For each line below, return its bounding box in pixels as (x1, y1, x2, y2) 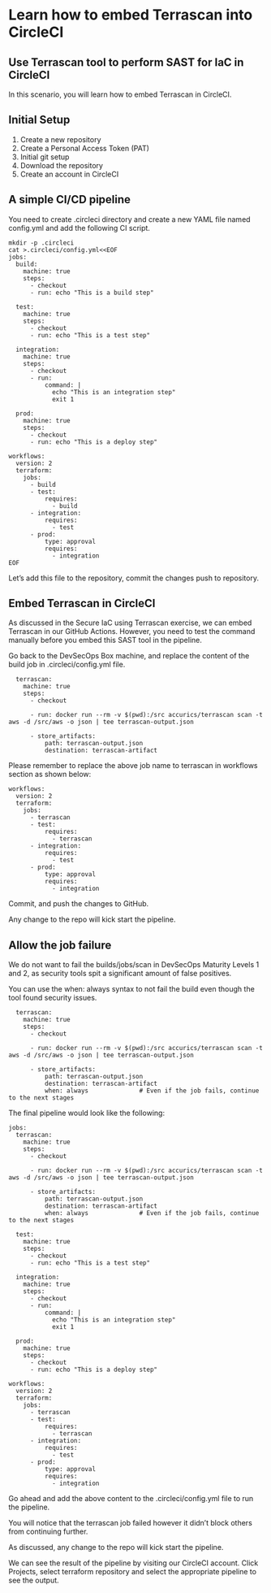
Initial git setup (19, 152, 70, 162)
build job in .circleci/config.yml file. (8, 660, 126, 670)
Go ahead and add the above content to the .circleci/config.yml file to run (8, 1494, 254, 1504)
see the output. (8, 1575, 59, 1586)
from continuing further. (8, 1526, 88, 1537)
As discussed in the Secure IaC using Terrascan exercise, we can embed (8, 618, 252, 627)
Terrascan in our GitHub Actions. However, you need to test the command (8, 627, 256, 636)
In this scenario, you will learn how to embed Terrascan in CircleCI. (8, 89, 232, 99)
